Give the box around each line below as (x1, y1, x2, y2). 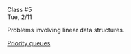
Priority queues (7, 39, 51, 47)
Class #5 (7, 6, 32, 13)
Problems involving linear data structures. (7, 26, 125, 34)
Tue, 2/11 (7, 13, 32, 21)
